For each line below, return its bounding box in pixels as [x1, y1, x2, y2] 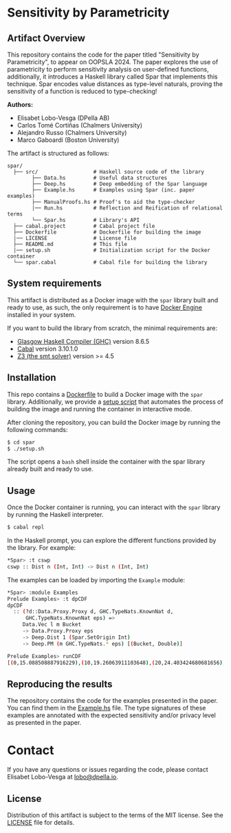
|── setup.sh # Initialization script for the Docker [13, 247, 211, 254]
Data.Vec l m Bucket [22, 621, 81, 628]
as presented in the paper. [7, 719, 82, 727]
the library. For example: [7, 544, 76, 552]
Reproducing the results [7, 678, 113, 690]
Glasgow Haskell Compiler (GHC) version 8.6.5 [16, 337, 150, 345]
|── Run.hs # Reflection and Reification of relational [32, 205, 223, 212]
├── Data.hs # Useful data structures [32, 174, 168, 181]
